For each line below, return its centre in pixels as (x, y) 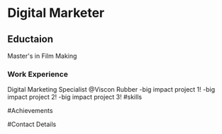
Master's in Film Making (42, 56)
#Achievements (30, 111)
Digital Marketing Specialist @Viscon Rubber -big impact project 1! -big (111, 90)
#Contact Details (32, 124)
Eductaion (30, 39)
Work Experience (38, 74)
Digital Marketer (56, 13)
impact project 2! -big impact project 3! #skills (75, 97)
